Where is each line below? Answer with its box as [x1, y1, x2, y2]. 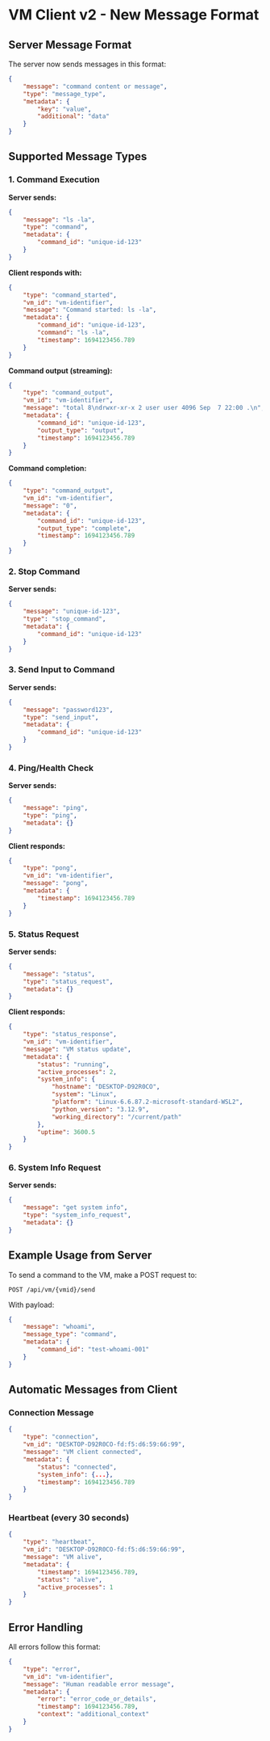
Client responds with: [8, 268, 82, 277]
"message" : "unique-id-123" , [23, 608, 121, 616]
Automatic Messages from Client [8, 1383, 178, 1397]
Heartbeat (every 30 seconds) [8, 1512, 130, 1524]
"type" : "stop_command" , [23, 615, 106, 623]
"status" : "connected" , [37, 1463, 117, 1471]
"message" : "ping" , [23, 804, 89, 812]
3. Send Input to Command [8, 664, 115, 676]
